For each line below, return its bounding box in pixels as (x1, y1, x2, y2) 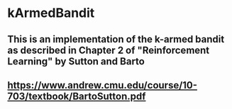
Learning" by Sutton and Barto (7, 55, 145, 67)
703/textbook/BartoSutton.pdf (7, 90, 146, 102)
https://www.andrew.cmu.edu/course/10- (7, 79, 197, 91)
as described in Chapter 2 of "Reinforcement (7, 44, 210, 56)
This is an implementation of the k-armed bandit (7, 33, 225, 45)
